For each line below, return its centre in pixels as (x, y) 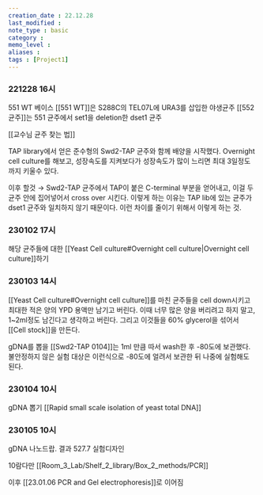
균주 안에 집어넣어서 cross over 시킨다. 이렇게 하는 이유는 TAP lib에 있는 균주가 (130, 198)
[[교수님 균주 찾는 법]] (42, 135)
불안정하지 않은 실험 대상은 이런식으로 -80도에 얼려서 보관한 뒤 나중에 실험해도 (129, 356)
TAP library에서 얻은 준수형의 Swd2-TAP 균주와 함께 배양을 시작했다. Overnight (131, 151)
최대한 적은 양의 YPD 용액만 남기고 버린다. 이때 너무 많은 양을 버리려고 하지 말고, (131, 310)
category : (26, 38)
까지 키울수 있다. (34, 171)
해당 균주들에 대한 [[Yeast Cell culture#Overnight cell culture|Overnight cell (129, 249)
